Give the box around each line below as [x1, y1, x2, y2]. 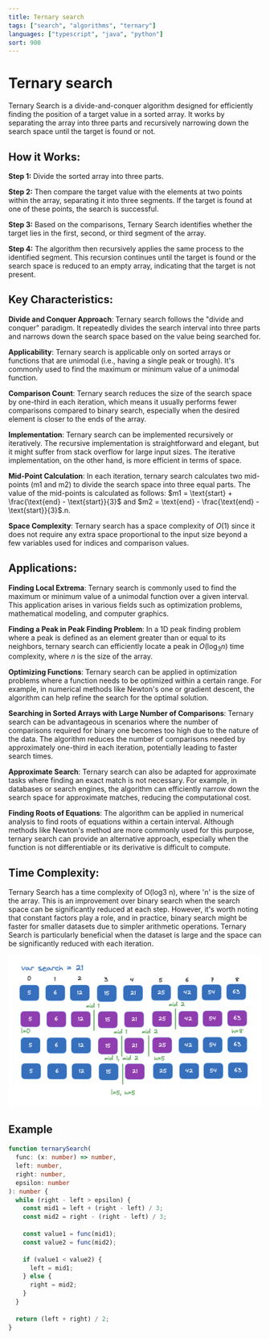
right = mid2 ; [29, 1281, 78, 1289]
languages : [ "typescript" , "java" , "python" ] [8, 30, 163, 38]
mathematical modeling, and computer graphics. [8, 609, 169, 618]
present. [8, 270, 36, 279]
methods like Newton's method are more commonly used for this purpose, [8, 825, 255, 835]
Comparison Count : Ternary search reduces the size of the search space [8, 388, 252, 398]
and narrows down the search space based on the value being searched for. [8, 331, 261, 341]
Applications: [8, 561, 78, 576]
